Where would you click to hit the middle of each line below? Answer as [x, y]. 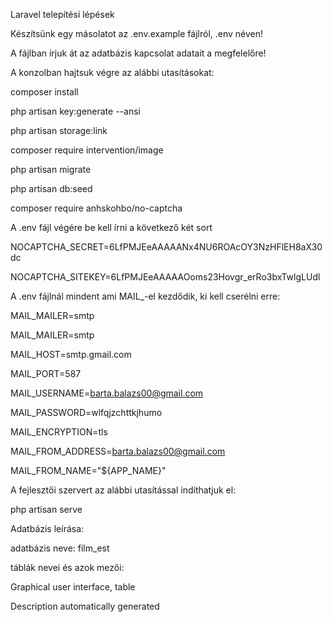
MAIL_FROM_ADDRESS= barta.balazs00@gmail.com [118, 451]
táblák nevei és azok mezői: [67, 567]
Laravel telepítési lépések [62, 14]
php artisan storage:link [59, 130]
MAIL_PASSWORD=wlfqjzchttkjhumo [86, 412]
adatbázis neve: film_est [60, 548]
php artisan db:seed [51, 188]
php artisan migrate [51, 169]
